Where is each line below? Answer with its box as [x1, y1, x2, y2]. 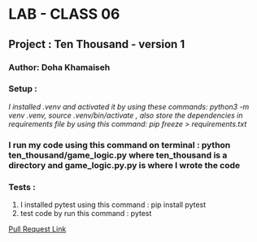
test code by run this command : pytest [20, 209, 152, 218]
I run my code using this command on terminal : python [8, 139, 231, 150]
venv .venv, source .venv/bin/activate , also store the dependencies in [8, 110, 243, 120]
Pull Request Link [8, 224, 67, 234]
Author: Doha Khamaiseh [8, 62, 111, 73]
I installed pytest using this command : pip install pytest [20, 200, 207, 210]
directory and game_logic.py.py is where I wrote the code [8, 159, 241, 171]
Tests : [8, 181, 36, 192]
